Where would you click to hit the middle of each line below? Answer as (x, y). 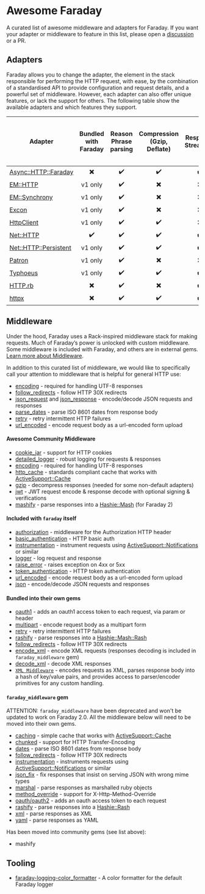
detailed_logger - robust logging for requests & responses (88, 459)
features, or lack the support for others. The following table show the (93, 100)
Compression (159, 133)
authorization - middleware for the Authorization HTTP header (93, 532)
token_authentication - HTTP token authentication (78, 571)
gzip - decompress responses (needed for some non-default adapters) (104, 485)
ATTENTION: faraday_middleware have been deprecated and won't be (94, 711)
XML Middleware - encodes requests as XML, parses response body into (105, 670)
